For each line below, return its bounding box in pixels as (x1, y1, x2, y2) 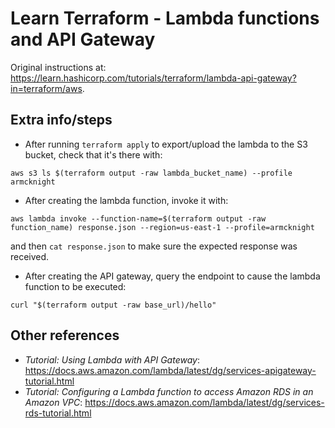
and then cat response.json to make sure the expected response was (10, 240, 298, 252)
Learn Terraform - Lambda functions (10, 7, 320, 30)
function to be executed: (24, 280, 127, 292)
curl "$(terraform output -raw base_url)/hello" (10, 300, 217, 310)
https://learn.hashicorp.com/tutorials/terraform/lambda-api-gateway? (10, 72, 297, 84)
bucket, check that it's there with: (24, 148, 163, 161)
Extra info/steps (10, 112, 113, 129)
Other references (10, 327, 120, 344)
